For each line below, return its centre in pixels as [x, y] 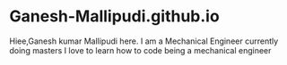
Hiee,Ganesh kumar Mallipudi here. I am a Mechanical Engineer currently [144, 41]
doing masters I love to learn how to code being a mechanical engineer [140, 50]
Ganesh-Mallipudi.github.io [114, 16]
